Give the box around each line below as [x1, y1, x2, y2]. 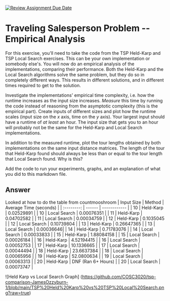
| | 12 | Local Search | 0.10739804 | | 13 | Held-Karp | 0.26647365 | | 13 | [5, 220, 155, 227]
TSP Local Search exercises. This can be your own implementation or [5, 55, 150, 61]
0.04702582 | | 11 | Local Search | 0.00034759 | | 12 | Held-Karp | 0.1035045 [5, 215, 165, 221]
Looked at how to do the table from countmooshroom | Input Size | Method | [5, 199, 164, 205]
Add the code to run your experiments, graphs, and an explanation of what [5, 165, 161, 172]
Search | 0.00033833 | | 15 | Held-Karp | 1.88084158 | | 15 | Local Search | [5, 231, 160, 238]
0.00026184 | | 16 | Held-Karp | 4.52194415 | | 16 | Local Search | [5, 237, 141, 243]
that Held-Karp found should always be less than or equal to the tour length [5, 150, 163, 157]
